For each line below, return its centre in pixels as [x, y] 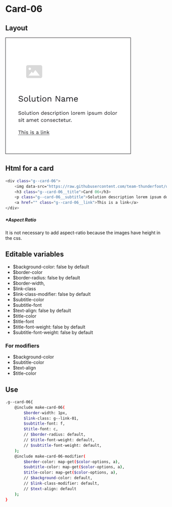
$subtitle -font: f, [45, 424]
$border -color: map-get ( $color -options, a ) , [72, 462]
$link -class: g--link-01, [51, 418]
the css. [14, 238]
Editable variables [35, 255]
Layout [17, 28]
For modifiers [23, 345]
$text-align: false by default [42, 310]
